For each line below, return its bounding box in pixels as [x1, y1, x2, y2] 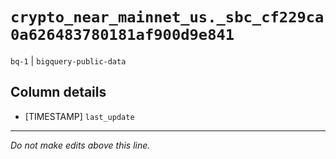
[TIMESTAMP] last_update [24, 110, 135, 122]
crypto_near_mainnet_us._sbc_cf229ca [10, 8, 325, 27]
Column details [10, 84, 107, 101]
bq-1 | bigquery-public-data [10, 54, 127, 67]
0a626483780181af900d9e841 [10, 26, 235, 45]
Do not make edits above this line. [10, 139, 151, 151]
